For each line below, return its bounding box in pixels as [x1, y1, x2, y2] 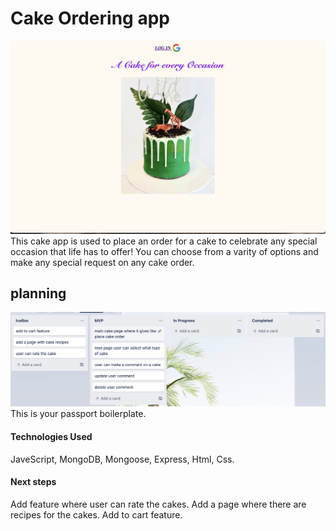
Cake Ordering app [10, 7, 170, 30]
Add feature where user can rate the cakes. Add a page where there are [10, 498, 307, 510]
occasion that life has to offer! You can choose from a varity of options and [10, 245, 319, 257]
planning [10, 285, 67, 302]
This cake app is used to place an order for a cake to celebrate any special [10, 235, 318, 247]
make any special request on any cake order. [10, 256, 195, 268]
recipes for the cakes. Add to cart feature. [10, 508, 183, 521]
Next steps [10, 476, 57, 488]
